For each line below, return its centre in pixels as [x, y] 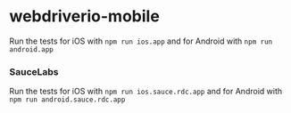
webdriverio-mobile [85, 16]
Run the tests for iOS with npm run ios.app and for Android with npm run [141, 41]
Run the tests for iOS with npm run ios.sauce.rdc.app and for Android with [146, 92]
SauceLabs [34, 71]
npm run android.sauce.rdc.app [67, 100]
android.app [31, 49]
